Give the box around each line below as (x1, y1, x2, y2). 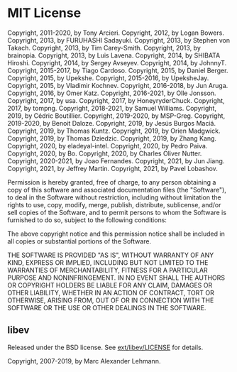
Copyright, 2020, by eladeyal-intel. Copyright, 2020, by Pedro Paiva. (7, 141, 208, 150)
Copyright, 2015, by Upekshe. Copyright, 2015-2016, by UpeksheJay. (7, 73, 209, 82)
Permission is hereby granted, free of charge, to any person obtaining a (7, 177, 216, 186)
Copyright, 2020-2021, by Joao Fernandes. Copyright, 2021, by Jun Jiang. (7, 156, 225, 165)
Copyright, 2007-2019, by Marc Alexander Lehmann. (7, 356, 161, 365)
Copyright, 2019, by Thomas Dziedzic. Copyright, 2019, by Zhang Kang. (7, 133, 217, 143)
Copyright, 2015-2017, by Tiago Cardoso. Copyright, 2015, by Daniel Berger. (7, 66, 228, 75)
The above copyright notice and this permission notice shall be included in (7, 229, 225, 238)
